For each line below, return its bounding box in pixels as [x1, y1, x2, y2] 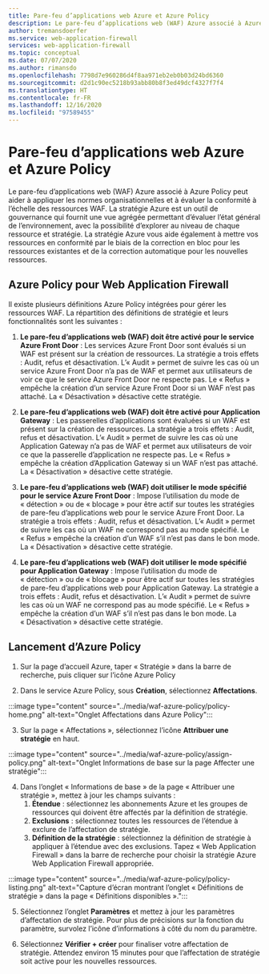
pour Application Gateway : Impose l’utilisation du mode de [19, 566, 218, 576]
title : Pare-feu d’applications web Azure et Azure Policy [8, 11, 210, 20]
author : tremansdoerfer [8, 26, 88, 34]
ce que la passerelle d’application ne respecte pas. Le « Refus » [19, 450, 231, 459]
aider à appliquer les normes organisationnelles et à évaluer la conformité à [8, 195, 257, 204]
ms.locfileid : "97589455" [8, 109, 94, 117]
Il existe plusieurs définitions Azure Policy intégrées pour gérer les [8, 299, 227, 309]
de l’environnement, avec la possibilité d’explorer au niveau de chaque [8, 220, 240, 230]
